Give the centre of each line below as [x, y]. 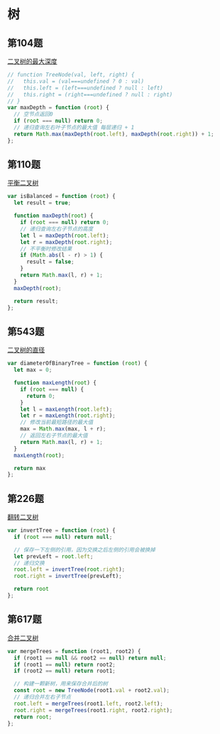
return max [30, 468]
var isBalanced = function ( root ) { [61, 196]
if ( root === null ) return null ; [63, 537]
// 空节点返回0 [33, 114]
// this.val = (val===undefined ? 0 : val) [76, 81]
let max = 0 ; [33, 370]
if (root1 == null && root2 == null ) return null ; [90, 658]
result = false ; [50, 262]
